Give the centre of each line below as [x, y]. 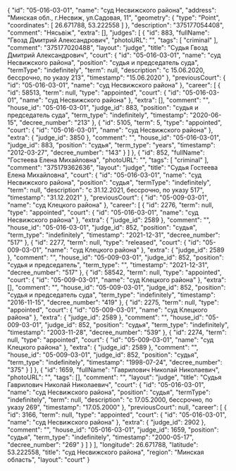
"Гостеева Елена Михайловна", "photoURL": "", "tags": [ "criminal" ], [108, 160]
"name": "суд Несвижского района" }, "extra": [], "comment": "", [114, 100]
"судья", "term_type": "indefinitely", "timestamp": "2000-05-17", [100, 437]
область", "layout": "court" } [49, 460]
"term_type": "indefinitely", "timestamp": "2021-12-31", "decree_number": [114, 235]
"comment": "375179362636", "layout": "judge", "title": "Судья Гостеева [113, 167]
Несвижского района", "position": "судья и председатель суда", [103, 62]
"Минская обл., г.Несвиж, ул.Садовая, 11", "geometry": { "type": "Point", [114, 18]
